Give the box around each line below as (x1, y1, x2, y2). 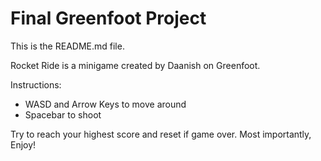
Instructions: (10, 78, 62, 91)
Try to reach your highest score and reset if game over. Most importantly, (10, 128, 312, 140)
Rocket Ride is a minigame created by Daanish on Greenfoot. (10, 59, 261, 71)
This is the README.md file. (10, 40, 125, 52)
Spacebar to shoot (24, 108, 102, 121)
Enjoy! (10, 138, 37, 151)
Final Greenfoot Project (10, 7, 207, 30)
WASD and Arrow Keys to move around (24, 98, 187, 110)
